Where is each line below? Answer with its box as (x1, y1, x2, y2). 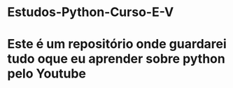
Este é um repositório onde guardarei (7, 36, 227, 52)
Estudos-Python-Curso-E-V (7, 4, 174, 20)
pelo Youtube (7, 66, 86, 82)
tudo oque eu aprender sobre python (7, 51, 225, 67)
